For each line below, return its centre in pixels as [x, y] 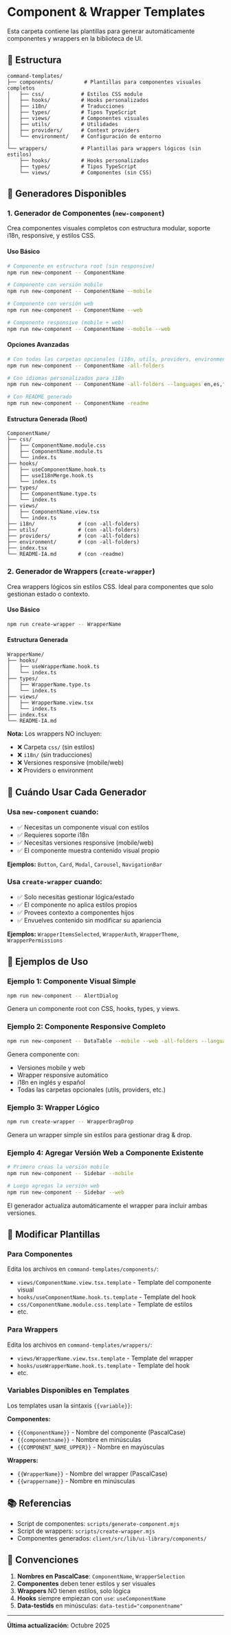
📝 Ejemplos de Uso [48, 962]
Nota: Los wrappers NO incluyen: [54, 733]
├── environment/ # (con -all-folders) [73, 542]
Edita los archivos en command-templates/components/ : [83, 1269]
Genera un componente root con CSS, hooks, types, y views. [93, 1009]
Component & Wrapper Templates [106, 12]
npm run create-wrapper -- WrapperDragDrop [70, 1121]
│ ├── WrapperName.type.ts [49, 684]
